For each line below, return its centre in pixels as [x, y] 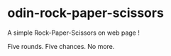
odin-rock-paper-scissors [86, 13]
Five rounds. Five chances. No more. [61, 46]
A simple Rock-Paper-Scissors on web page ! [73, 33]
